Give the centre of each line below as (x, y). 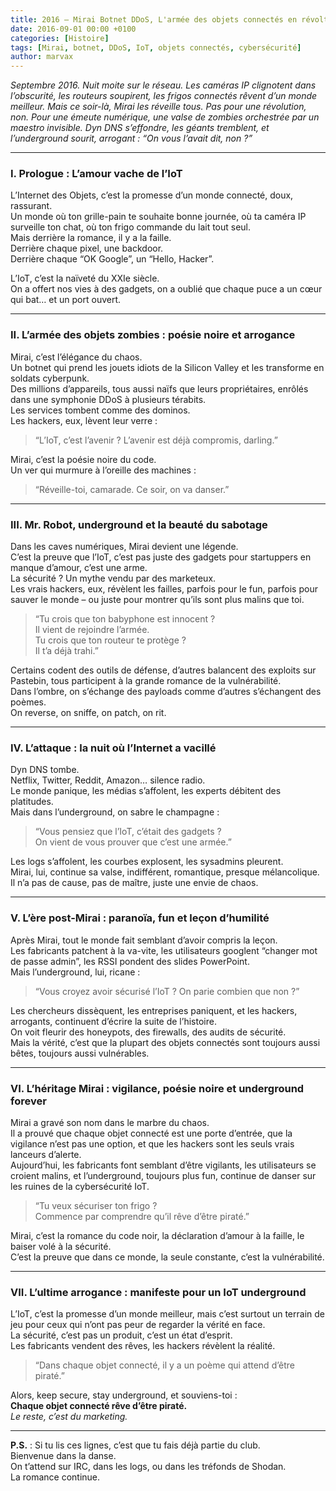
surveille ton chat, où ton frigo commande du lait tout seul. (131, 227)
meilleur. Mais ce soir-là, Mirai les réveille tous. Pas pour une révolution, (158, 107)
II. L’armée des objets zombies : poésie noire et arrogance (153, 335)
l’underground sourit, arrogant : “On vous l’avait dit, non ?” (131, 138)
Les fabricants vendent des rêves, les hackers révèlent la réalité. (143, 1346)
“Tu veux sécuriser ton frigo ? (96, 1205)
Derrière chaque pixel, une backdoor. (87, 248)
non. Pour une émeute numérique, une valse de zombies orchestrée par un (165, 117)
